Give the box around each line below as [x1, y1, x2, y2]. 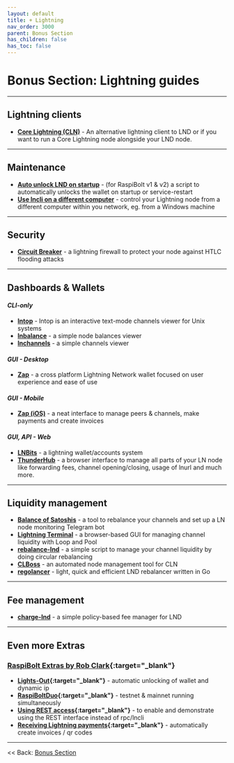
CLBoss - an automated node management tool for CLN [17, 560, 178, 568]
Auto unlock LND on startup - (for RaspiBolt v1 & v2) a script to [17, 180, 200, 188]
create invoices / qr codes [17, 728, 93, 736]
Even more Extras [7, 640, 86, 651]
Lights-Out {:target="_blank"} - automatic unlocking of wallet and [17, 676, 209, 684]
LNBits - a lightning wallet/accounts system [17, 448, 143, 457]
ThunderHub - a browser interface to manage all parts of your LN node [17, 455, 223, 464]
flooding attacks [17, 255, 64, 264]
